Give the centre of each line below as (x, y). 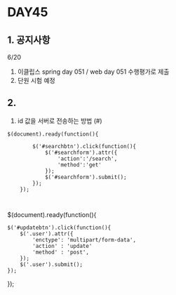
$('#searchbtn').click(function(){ (84, 146)
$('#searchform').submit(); (86, 177)
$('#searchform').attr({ (81, 152)
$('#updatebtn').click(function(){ (59, 228)
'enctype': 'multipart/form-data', (84, 240)
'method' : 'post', (61, 252)
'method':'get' (79, 165)
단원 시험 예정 (36, 80)
